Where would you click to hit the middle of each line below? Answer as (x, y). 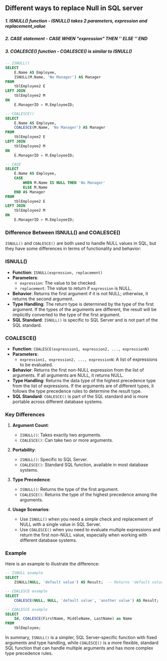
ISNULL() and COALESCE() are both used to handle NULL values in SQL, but (81, 244)
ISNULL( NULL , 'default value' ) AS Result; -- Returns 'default (82, 582)
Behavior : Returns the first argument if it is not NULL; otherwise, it (80, 293)
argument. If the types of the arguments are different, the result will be (84, 309)
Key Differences (25, 414)
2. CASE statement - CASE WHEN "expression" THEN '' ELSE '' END (76, 39)
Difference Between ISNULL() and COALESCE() (63, 232)
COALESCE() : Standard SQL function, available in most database (84, 465)
